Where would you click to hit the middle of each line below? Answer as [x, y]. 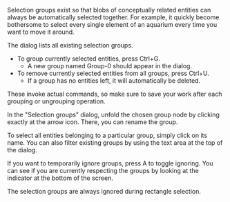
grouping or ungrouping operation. [56, 101]
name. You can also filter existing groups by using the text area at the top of [115, 143]
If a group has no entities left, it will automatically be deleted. [114, 81]
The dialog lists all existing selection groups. [70, 45]
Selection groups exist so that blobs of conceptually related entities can [109, 10]
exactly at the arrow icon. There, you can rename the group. [93, 122]
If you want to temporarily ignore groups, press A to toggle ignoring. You [110, 163]
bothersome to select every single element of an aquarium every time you [112, 24]
